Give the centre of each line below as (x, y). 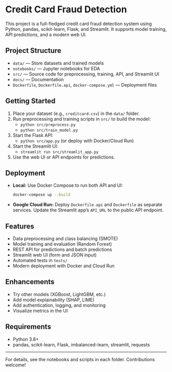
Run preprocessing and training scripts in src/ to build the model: (82, 119)
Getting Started (30, 101)
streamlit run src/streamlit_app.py (59, 152)
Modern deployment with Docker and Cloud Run (64, 266)
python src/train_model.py (49, 130)
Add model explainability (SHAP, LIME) (53, 300)
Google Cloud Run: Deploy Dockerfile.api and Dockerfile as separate (88, 205)
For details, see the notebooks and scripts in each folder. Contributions (80, 359)
